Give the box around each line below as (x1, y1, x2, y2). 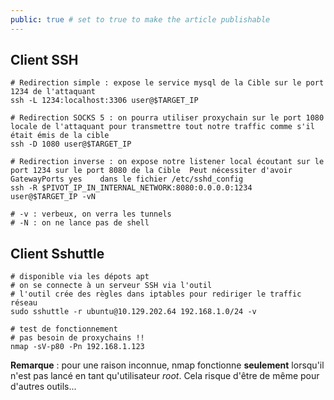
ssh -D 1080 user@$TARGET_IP (10, 139, 132, 150)
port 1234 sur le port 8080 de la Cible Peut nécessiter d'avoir (10, 166, 293, 176)
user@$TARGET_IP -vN (10, 192, 97, 202)
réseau (10, 298, 38, 308)
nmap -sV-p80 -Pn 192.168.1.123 (10, 342, 145, 352)
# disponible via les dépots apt (10, 272, 150, 282)
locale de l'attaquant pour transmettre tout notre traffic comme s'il (10, 122, 315, 132)
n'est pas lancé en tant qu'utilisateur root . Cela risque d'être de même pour (10, 370, 320, 382)
